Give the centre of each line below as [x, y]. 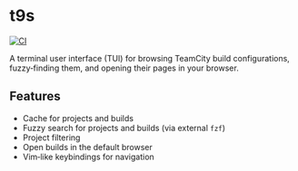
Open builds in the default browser [87, 147]
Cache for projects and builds [78, 118]
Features [35, 96]
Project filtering [51, 138]
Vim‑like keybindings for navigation [88, 157]
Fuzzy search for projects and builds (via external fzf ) [124, 128]
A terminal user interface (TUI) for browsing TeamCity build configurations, [150, 58]
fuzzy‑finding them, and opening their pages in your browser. [124, 68]
